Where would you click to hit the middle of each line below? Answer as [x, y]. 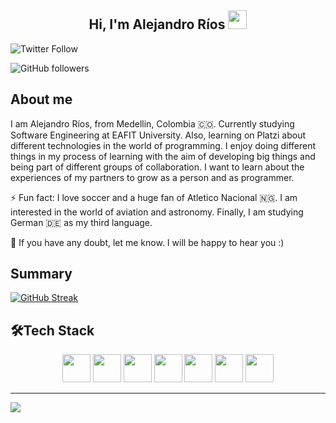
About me [41, 99]
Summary [41, 274]
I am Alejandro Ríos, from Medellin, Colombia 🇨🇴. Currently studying [152, 123]
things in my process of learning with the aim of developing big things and [163, 156]
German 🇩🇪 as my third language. [81, 222]
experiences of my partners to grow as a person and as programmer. [152, 177]
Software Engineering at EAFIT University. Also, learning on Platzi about [158, 135]
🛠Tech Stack [52, 330]
